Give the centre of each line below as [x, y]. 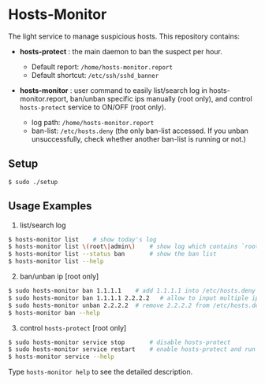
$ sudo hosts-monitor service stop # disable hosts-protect [119, 342]
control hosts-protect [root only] [73, 327]
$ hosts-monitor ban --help [54, 312]
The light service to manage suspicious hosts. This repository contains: [124, 36]
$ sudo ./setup [33, 182]
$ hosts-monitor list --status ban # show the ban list [112, 254]
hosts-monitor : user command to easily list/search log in [113, 90]
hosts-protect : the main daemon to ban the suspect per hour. [121, 51]
